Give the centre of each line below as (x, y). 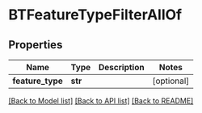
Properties (36, 45)
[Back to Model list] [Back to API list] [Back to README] (101, 101)
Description (121, 67)
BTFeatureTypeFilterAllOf (95, 15)
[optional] (171, 81)
